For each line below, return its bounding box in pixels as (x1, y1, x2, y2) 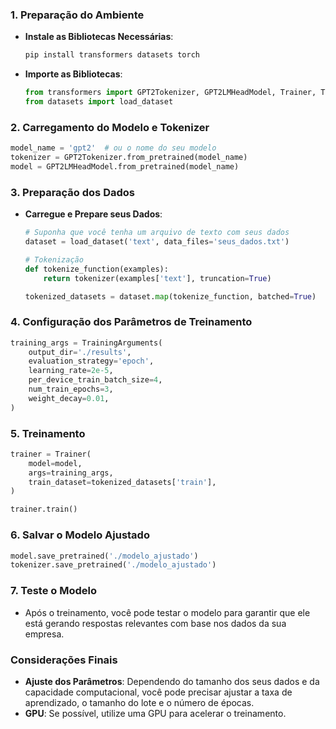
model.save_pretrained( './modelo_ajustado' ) (10, 551, 199, 561)
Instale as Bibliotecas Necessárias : (24, 31, 174, 43)
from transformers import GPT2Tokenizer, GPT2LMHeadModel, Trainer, (24, 88, 317, 98)
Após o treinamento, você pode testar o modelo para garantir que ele (24, 606, 311, 618)
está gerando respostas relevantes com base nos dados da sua (24, 617, 287, 629)
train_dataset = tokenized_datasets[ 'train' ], (28, 477, 217, 487)
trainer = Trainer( (10, 449, 92, 459)
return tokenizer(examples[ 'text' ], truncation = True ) (43, 273, 272, 283)
